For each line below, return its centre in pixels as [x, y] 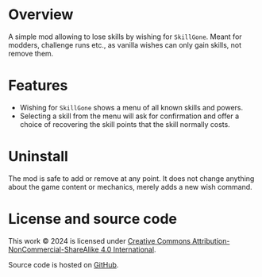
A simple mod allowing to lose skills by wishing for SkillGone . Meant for [125, 37]
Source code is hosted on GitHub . [64, 264]
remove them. [31, 53]
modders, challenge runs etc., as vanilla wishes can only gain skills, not [125, 44]
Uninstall [39, 157]
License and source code [92, 219]
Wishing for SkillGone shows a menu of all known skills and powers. [131, 107]
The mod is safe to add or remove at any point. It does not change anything [131, 178]
